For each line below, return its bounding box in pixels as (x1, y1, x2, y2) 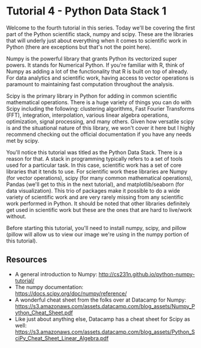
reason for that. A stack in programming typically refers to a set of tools (6, 155, 183, 162)
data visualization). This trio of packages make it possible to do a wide (6, 187, 180, 194)
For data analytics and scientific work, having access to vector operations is (6, 74, 194, 81)
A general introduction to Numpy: (14, 270, 98, 278)
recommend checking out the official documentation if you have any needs (6, 131, 192, 138)
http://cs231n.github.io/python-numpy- (98, 270, 195, 278)
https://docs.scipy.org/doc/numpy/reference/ (14, 290, 127, 297)
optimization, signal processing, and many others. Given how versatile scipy (6, 117, 194, 125)
